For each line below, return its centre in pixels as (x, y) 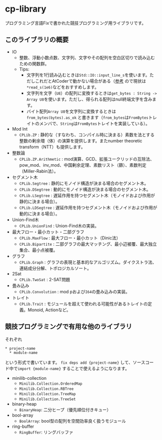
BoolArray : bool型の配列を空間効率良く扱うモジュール (73, 421)
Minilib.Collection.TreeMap (47, 394)
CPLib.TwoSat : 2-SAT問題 (44, 279)
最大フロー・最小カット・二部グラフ (48, 232)
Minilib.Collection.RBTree (46, 389)
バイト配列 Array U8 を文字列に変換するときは (71, 111)
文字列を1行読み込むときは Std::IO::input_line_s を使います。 (88, 75)
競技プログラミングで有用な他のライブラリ (68, 327)
